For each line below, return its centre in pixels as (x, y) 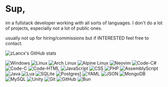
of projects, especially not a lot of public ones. (54, 28)
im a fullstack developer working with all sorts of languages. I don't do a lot (84, 23)
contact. (14, 43)
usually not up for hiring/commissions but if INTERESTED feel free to (77, 38)
